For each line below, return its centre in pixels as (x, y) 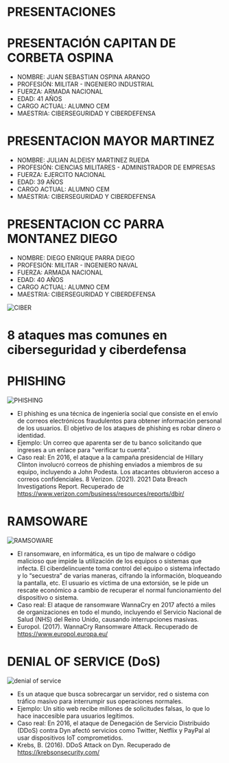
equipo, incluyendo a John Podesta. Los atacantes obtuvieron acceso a (118, 472)
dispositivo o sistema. (48, 598)
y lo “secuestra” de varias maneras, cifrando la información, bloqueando (119, 576)
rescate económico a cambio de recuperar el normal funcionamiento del (119, 590)
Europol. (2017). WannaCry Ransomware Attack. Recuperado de (107, 627)
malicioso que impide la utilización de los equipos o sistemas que (109, 561)
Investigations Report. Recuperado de (70, 486)
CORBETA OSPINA (61, 58)
